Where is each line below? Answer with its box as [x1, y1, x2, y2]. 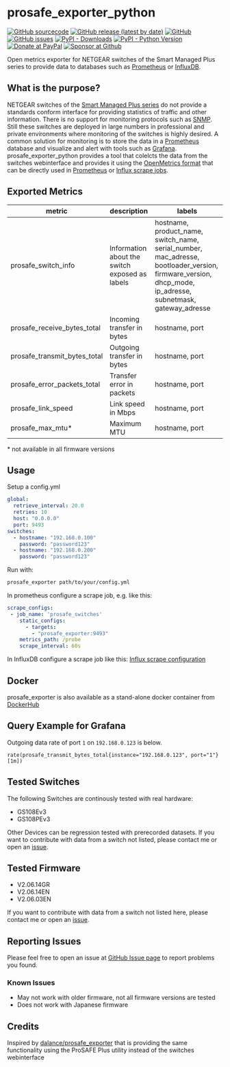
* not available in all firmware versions [7, 445, 115, 453]
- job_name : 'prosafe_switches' [10, 610, 103, 617]
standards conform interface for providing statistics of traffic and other [7, 107, 207, 116]
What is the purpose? [7, 82, 101, 94]
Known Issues [7, 978, 55, 988]
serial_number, [155, 243, 203, 253]
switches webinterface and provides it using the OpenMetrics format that [7, 159, 214, 167]
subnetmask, [155, 294, 196, 304]
